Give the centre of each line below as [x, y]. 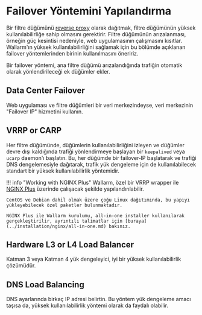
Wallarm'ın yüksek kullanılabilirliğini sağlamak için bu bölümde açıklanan [96, 47]
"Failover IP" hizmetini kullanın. [45, 111]
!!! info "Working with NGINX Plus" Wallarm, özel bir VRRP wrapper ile [93, 182]
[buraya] [136, 221]
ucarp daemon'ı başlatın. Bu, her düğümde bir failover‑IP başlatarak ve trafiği [101, 157]
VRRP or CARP [34, 131]
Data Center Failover [46, 91]
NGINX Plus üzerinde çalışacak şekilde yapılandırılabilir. [75, 189]
